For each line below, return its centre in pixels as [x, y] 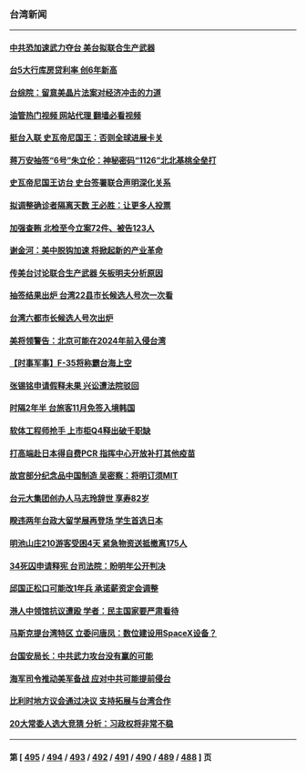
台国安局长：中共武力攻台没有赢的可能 [81, 655]
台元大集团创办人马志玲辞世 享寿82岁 [80, 498]
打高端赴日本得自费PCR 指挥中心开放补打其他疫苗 [102, 453]
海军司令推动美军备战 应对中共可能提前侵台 [90, 678]
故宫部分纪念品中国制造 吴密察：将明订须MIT [94, 476]
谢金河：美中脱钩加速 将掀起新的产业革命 [87, 250]
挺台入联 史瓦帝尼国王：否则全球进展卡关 [87, 137]
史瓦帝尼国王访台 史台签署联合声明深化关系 [90, 183]
